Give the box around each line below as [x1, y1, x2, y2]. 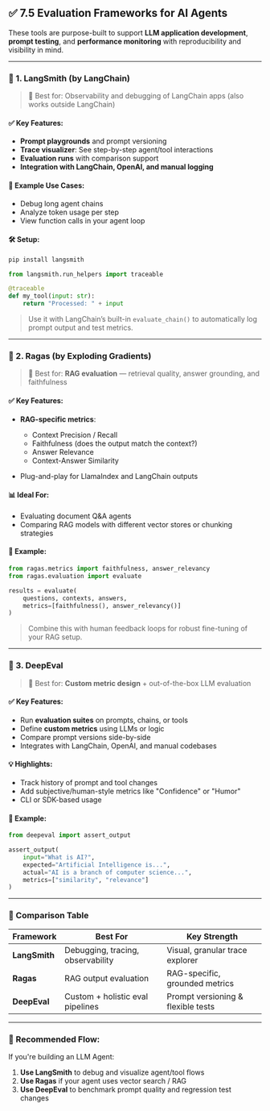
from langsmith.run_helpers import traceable [8, 270, 163, 278]
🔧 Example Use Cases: [8, 181, 85, 190]
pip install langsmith [8, 256, 84, 264]
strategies [19, 528, 54, 538]
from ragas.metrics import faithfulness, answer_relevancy [8, 564, 211, 572]
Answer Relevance [31, 447, 94, 456]
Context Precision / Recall [31, 430, 118, 439]
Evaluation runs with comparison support [19, 153, 159, 164]
